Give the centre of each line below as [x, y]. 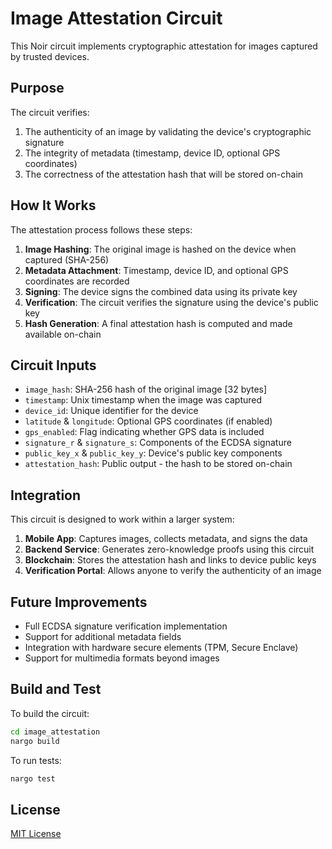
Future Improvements [79, 602]
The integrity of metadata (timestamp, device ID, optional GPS [152, 153]
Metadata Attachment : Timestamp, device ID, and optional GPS [156, 270]
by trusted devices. [50, 56]
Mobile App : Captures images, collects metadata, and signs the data [166, 539]
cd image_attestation [55, 732]
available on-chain [63, 334]
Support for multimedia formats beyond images [122, 658]
